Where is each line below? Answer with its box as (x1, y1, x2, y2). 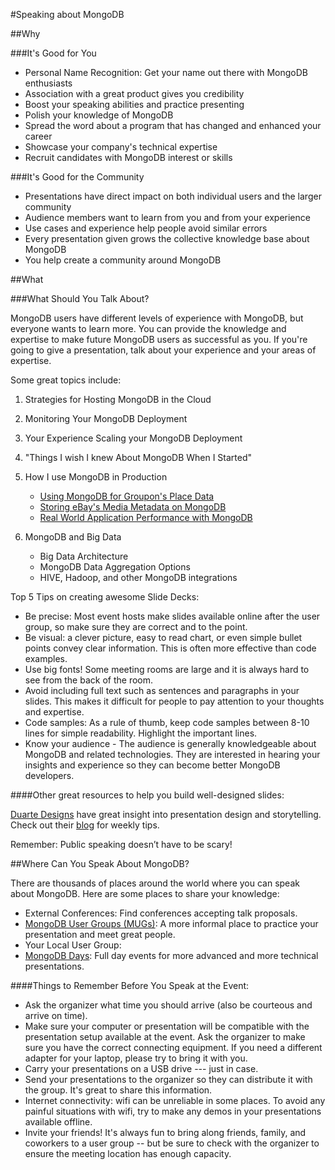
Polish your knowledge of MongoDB (24, 109, 174, 121)
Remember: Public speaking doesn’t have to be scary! (10, 839, 233, 850)
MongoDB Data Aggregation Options (39, 561, 191, 573)
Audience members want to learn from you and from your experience (24, 212, 311, 223)
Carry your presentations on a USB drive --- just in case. (24, 1063, 259, 1074)
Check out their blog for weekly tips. (10, 819, 160, 831)
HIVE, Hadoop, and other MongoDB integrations (39, 572, 238, 583)
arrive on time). (24, 1010, 88, 1021)
